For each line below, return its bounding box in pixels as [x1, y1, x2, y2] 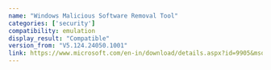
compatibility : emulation [8, 27, 95, 35]
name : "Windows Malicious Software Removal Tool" [8, 11, 179, 20]
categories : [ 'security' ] [8, 19, 95, 27]
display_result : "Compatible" [8, 34, 110, 43]
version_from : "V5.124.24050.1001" [8, 42, 128, 50]
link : [8, 49, 27, 57]
